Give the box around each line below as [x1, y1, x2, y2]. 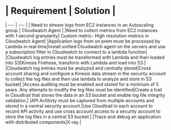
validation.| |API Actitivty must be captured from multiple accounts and [5, 97, 154, 104]
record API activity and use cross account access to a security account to [5, 108, 161, 114]
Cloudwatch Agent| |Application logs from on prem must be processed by [5, 38, 161, 44]
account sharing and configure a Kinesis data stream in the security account [5, 70, 166, 76]
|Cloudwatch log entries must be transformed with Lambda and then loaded [5, 54, 165, 60]
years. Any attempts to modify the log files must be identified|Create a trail [5, 86, 162, 92]
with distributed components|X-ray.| [5, 119, 82, 125]
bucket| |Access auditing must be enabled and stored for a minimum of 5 [5, 81, 159, 87]
